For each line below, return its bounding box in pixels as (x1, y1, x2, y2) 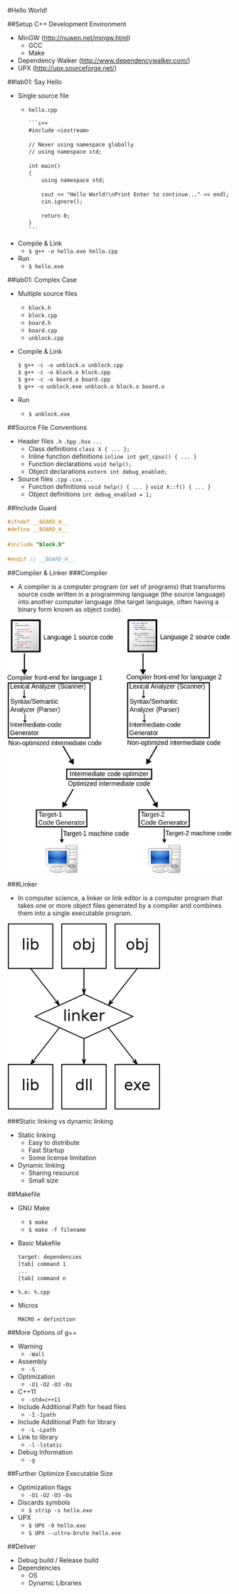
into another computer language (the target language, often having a (17, 598, 219, 606)
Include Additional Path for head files (17, 1402, 127, 1411)
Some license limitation (28, 1153, 97, 1162)
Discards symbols (17, 1498, 70, 1506)
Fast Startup (28, 1146, 65, 1154)
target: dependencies (17, 1253, 82, 1260)
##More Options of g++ (7, 1328, 77, 1336)
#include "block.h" (7, 541, 65, 548)
